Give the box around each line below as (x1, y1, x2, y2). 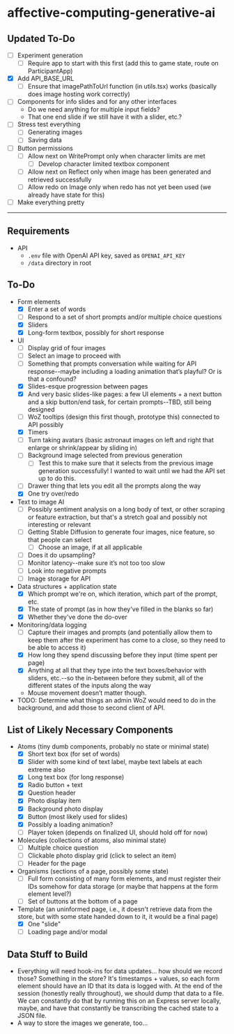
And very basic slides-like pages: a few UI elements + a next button (27, 390, 222, 398)
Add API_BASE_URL (17, 75, 75, 83)
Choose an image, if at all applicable (38, 543, 143, 551)
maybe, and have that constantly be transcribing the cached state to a (17, 1004, 219, 1012)
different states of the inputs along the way (27, 682, 152, 690)
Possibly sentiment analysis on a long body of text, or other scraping (27, 504, 225, 514)
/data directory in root (27, 258, 92, 267)
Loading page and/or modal (27, 928, 108, 936)
